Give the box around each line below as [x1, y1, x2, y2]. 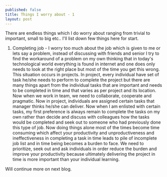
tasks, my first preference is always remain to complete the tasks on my [12, 109, 161, 115]
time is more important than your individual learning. [12, 157, 120, 163]
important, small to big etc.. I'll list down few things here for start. [5, 35, 139, 41]
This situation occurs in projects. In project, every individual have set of [12, 72, 160, 78]
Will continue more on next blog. [5, 166, 72, 172]
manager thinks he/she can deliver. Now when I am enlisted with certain [12, 103, 161, 110]
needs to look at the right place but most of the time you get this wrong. [12, 66, 160, 72]
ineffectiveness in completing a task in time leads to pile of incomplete [12, 135, 157, 141]
